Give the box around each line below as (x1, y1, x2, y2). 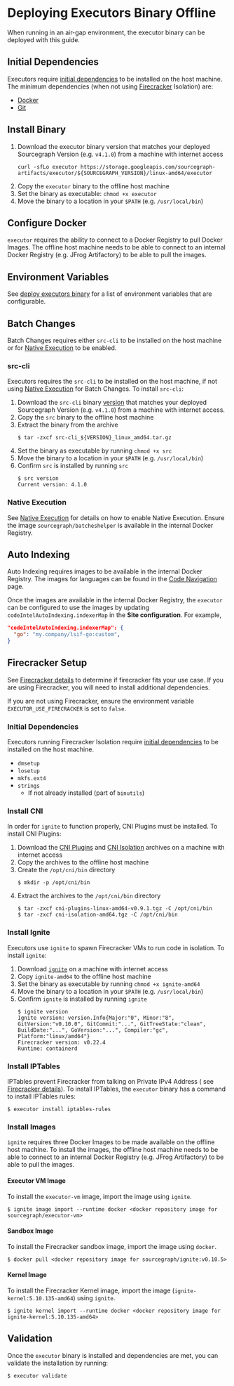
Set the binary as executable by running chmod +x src (17, 446, 172, 455)
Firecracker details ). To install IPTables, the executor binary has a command (7, 1084, 226, 1094)
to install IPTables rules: (7, 1092, 76, 1101)
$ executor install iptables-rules (7, 1106, 111, 1113)
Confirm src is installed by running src (17, 462, 128, 470)
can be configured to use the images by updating (7, 603, 149, 612)
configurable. (7, 297, 46, 306)
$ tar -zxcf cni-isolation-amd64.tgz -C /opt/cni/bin (17, 912, 178, 919)
